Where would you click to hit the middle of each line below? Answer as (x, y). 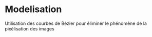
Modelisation (33, 9)
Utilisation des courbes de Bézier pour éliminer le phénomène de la (76, 23)
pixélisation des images (30, 28)
